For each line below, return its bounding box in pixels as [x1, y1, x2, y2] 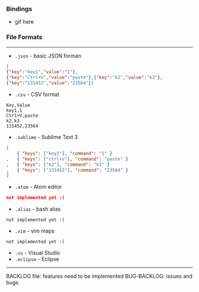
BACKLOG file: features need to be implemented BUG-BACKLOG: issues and [6, 272, 192, 280]
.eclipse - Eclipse [14, 256, 59, 263]
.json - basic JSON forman [14, 52, 82, 59]
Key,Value [6, 103, 31, 109]
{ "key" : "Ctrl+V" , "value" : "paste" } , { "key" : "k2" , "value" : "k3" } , [6, 75, 163, 81]
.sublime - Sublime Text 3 [14, 134, 78, 141]
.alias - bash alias [14, 205, 61, 212]
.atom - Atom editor [14, 183, 62, 191]
